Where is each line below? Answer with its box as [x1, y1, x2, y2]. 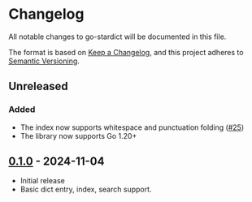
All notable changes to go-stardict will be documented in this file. [8, 32, 227, 41]
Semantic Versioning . [8, 56, 80, 66]
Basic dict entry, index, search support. [20, 184, 152, 195]
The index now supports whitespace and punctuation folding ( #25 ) [20, 122, 245, 132]
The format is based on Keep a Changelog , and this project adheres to [8, 47, 244, 57]
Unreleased [8, 80, 69, 93]
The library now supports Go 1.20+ [20, 131, 137, 140]
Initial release [20, 176, 65, 186]
